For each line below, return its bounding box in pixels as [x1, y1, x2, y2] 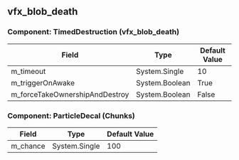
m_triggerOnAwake [11, 78, 75, 87]
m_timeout [11, 66, 46, 76]
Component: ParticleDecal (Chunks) [7, 110, 135, 120]
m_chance [11, 141, 46, 151]
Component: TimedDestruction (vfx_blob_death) [7, 27, 180, 37]
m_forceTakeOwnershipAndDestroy [11, 89, 129, 99]
